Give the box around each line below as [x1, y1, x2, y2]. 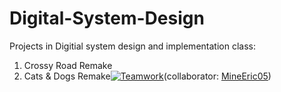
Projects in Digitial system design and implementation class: [9, 40, 256, 52]
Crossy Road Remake [23, 59, 113, 71]
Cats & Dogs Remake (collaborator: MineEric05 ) [23, 70, 272, 82]
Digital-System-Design [9, 7, 205, 30]
